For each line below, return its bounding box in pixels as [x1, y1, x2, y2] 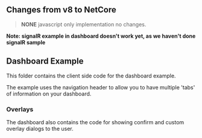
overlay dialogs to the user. [6, 125, 74, 132]
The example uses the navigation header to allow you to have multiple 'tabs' [6, 83, 195, 91]
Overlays [6, 105, 34, 113]
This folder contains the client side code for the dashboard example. [6, 72, 176, 79]
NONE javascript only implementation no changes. [21, 20, 147, 28]
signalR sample [6, 38, 46, 46]
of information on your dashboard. [6, 90, 92, 97]
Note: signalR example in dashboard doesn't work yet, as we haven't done [6, 32, 196, 40]
